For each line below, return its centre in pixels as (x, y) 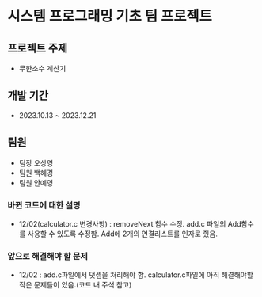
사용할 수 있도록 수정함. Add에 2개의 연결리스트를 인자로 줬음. (123, 234)
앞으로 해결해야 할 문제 (48, 256)
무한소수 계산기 (42, 69)
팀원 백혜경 (36, 173)
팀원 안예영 (36, 182)
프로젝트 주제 (38, 48)
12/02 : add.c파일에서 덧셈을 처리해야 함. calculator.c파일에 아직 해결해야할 (136, 275)
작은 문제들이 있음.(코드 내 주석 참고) (75, 285)
